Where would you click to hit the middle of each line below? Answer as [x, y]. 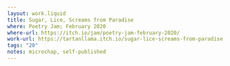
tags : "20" [23, 45]
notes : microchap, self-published [57, 52]
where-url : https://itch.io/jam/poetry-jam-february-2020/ [94, 33]
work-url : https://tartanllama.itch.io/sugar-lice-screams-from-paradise [115, 39]
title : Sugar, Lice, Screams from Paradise [71, 20]
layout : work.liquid [37, 13]
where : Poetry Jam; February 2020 [57, 26]
